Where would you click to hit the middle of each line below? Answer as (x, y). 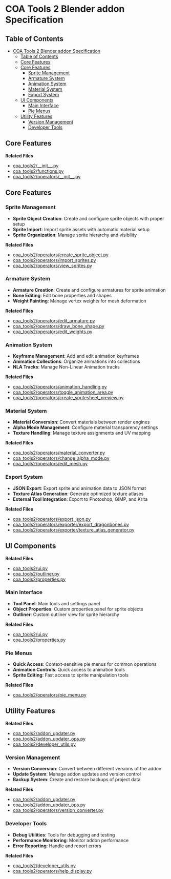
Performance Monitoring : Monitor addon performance (71, 840)
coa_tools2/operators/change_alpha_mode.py (61, 458)
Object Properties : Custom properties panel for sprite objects (78, 609)
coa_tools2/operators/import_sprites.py (54, 260)
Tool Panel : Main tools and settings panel (56, 603)
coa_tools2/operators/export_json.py (52, 519)
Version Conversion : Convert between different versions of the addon (87, 769)
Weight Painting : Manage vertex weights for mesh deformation (80, 301)
